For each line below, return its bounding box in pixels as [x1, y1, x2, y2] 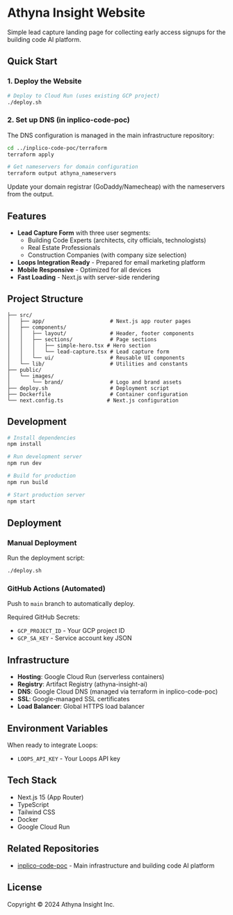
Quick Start [7, 56, 58, 68]
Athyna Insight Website [7, 5, 146, 21]
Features [7, 210, 47, 222]
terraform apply [7, 151, 54, 158]
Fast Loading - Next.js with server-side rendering [17, 273, 160, 281]
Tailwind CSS [17, 808, 56, 816]
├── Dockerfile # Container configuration [7, 391, 188, 398]
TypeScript [17, 800, 49, 808]
